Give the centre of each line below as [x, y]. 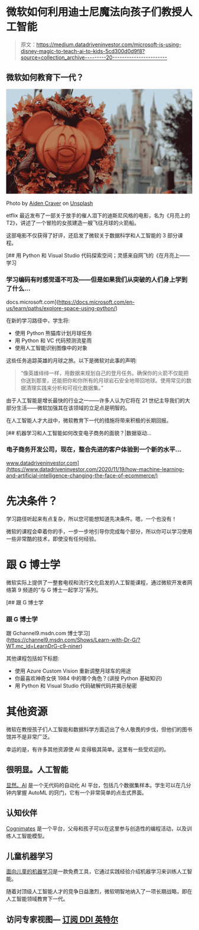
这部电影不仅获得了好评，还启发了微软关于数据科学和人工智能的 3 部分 [92, 236]
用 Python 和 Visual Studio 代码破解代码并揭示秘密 [76, 686]
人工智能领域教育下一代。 [37, 899]
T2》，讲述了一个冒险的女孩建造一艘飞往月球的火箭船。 [73, 223]
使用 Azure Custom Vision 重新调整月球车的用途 [73, 671]
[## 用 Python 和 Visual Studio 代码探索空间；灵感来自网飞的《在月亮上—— [98, 256]
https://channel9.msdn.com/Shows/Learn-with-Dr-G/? [74, 640]
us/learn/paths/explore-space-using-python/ [61, 308]
